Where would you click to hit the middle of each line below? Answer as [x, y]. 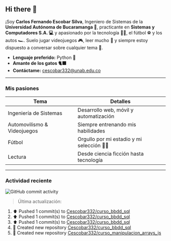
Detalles [120, 101]
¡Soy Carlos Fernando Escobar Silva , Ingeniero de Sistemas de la [74, 21]
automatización [96, 116]
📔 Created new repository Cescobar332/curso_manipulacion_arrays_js [87, 233]
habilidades [91, 131]
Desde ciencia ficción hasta [111, 154]
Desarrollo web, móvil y [106, 110]
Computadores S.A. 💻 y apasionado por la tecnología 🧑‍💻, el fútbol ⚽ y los [84, 32]
